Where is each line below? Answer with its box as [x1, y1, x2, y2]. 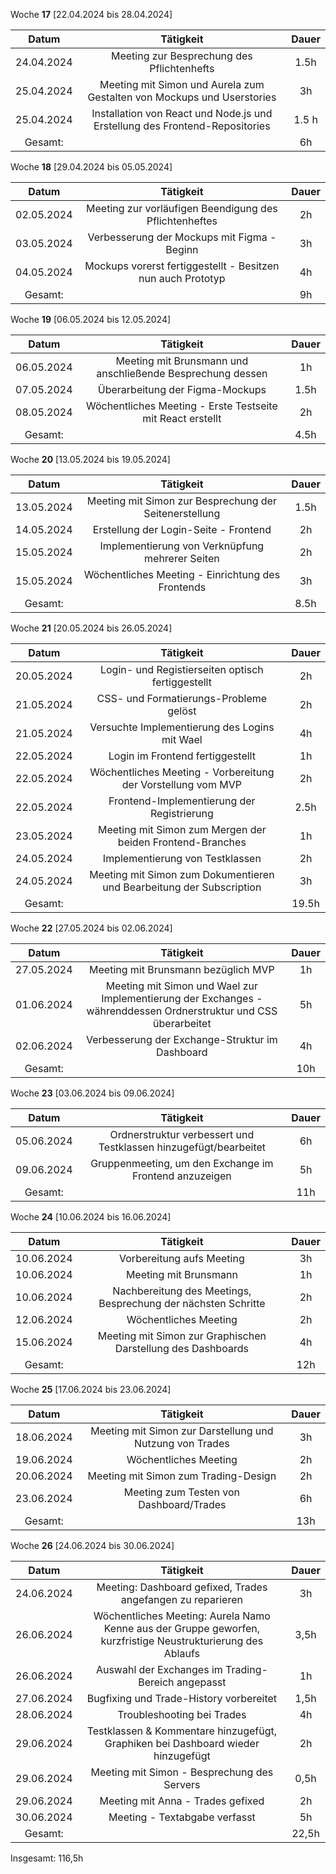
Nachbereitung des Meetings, [112, 1284, 252, 1298]
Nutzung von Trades [134, 1437, 230, 1450]
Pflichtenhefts [149, 62, 215, 75]
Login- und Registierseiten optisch [99, 663, 264, 676]
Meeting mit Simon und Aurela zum [99, 78, 265, 91]
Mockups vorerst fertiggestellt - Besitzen [84, 259, 280, 273]
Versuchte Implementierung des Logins [89, 720, 275, 734]
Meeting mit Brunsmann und [115, 354, 249, 368]
